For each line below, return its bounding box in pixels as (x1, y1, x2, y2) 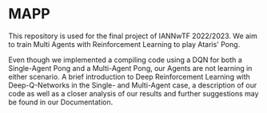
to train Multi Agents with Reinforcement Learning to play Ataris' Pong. (8, 39, 241, 49)
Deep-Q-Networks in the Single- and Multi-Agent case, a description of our (8, 80, 257, 90)
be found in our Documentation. (8, 97, 114, 107)
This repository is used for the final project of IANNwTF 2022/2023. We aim (8, 31, 258, 41)
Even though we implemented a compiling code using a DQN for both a (8, 55, 242, 64)
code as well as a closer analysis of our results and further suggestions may (8, 88, 259, 98)
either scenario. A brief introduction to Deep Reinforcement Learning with (8, 72, 250, 81)
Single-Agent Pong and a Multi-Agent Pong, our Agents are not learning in (8, 63, 253, 72)
